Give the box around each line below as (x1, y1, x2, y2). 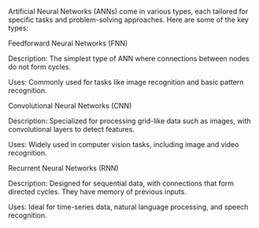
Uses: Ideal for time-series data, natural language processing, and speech (8, 202, 249, 211)
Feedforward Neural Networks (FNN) (8, 39, 128, 48)
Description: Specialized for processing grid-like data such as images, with (8, 116, 252, 125)
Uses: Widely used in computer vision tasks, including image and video (8, 140, 239, 149)
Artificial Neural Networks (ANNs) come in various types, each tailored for (8, 7, 249, 16)
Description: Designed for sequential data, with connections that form (8, 178, 235, 188)
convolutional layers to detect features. (8, 125, 135, 134)
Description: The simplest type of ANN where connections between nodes (8, 54, 250, 63)
